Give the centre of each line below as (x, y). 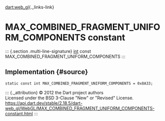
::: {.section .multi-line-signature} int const (48, 51)
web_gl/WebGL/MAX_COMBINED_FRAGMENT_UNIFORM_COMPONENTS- (80, 108)
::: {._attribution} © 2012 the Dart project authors (54, 92)
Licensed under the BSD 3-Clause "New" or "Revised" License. (69, 98)
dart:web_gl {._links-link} (30, 7)
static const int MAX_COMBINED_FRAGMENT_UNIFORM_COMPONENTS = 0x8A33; (79, 83)
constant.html (19, 114)
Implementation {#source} (47, 72)
